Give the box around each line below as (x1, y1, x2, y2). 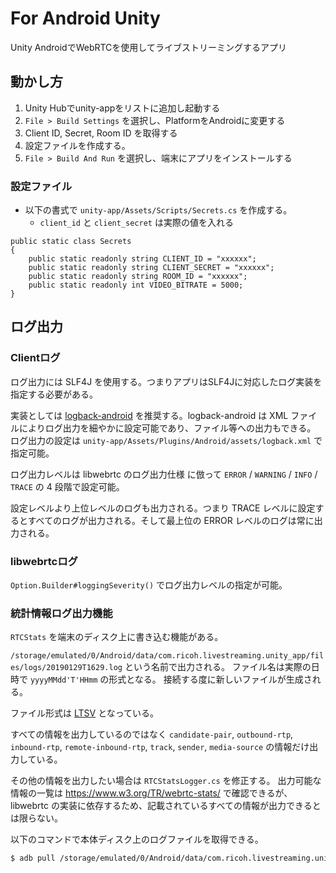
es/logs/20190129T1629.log (10, 663, 123, 673)
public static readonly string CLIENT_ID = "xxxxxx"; (28, 254, 257, 264)
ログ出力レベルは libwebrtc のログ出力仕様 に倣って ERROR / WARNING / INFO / (10, 468, 318, 480)
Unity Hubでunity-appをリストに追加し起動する (24, 102, 221, 114)
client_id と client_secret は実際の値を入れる (39, 217, 234, 229)
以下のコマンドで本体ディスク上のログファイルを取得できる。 (10, 833, 264, 846)
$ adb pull (10, 853, 56, 864)
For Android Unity (10, 7, 161, 30)
